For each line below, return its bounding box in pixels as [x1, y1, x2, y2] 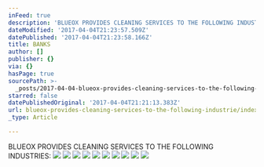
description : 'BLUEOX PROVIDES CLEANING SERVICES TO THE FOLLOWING [8, 19, 234, 27]
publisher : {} [8, 56, 55, 64]
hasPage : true [8, 70, 55, 78]
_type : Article [8, 114, 58, 122]
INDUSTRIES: [8, 151, 51, 161]
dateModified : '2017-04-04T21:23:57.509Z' [8, 26, 149, 34]
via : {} [8, 63, 34, 71]
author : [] [8, 48, 44, 56]
